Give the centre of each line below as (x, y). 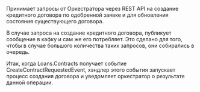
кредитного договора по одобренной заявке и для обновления (87, 15)
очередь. (18, 52)
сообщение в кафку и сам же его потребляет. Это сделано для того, (94, 39)
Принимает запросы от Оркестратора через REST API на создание (92, 9)
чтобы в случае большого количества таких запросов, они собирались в (100, 45)
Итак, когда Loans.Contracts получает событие (67, 63)
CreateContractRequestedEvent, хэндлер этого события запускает (91, 70)
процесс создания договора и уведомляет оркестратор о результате (95, 76)
